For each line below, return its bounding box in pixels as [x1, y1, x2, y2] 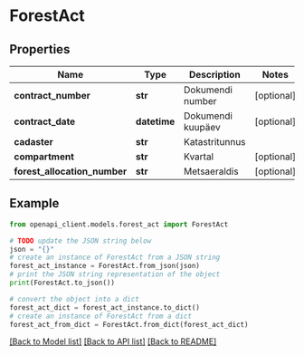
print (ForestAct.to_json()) [9, 278, 116, 288]
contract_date [14, 115, 76, 128]
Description [188, 69, 242, 81]
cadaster [14, 136, 53, 148]
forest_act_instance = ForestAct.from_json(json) [9, 262, 201, 271]
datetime [135, 115, 176, 128]
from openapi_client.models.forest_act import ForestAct [9, 219, 229, 229]
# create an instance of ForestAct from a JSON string [9, 253, 221, 263]
